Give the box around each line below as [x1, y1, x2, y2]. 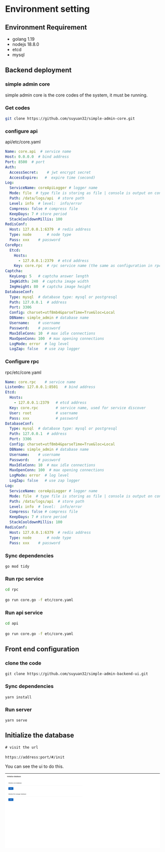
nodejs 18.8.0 [12, 41, 39, 47]
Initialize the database [5, 731, 75, 740]
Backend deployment [5, 66, 72, 74]
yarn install [5, 694, 32, 700]
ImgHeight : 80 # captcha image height [9, 284, 91, 289]
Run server [5, 706, 32, 713]
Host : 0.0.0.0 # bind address [5, 154, 69, 160]
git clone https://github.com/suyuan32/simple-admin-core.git [5, 116, 135, 121]
